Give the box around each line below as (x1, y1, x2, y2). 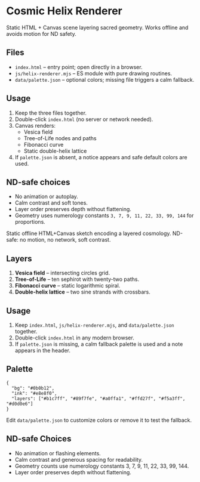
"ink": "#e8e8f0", (11, 390, 58, 396)
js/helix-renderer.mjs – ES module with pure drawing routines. (14, 70, 172, 77)
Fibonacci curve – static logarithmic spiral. (14, 282, 121, 289)
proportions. (14, 218, 46, 225)
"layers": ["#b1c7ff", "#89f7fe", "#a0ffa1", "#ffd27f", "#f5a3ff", (11, 396, 186, 401)
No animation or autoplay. (14, 193, 79, 200)
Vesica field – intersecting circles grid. (14, 270, 110, 277)
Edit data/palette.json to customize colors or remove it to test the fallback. (6, 416, 192, 424)
